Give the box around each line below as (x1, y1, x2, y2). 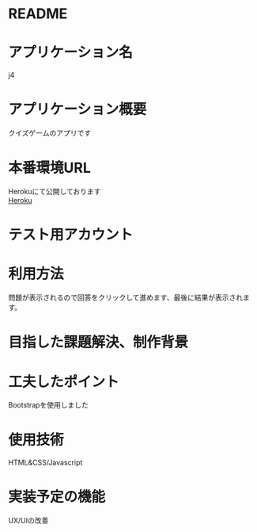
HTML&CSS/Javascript (8, 457, 83, 468)
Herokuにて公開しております (8, 187, 101, 196)
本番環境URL (8, 159, 91, 177)
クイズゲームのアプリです (8, 128, 92, 138)
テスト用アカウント (8, 226, 134, 244)
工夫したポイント (8, 373, 120, 391)
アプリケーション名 (8, 44, 133, 62)
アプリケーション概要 (8, 101, 147, 119)
